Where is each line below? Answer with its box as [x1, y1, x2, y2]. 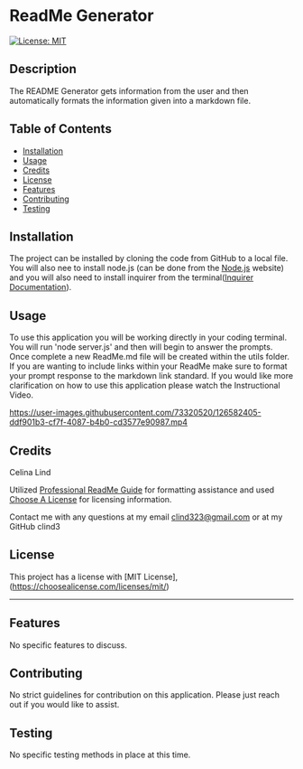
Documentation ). [9, 282, 72, 293]
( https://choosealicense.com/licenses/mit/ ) [9, 580, 170, 592]
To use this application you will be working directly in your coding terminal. [9, 332, 287, 343]
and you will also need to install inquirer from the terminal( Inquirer [9, 272, 254, 283]
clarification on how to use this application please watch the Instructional [9, 380, 281, 391]
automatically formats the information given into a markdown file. [9, 95, 251, 106]
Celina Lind [9, 467, 51, 477]
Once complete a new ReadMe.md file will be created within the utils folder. [9, 352, 290, 362]
